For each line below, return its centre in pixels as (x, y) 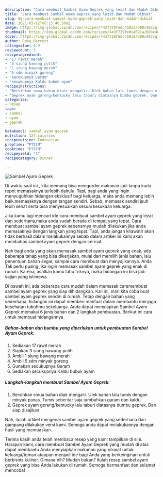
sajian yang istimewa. (26, 277)
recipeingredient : (24, 55)
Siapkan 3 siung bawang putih (42, 350)
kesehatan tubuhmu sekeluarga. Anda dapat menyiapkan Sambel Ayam (76, 307)
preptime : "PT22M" (24, 145)
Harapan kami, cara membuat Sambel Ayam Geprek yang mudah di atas (77, 444)
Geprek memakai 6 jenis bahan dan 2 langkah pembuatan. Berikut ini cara (79, 312)
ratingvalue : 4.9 (23, 46)
